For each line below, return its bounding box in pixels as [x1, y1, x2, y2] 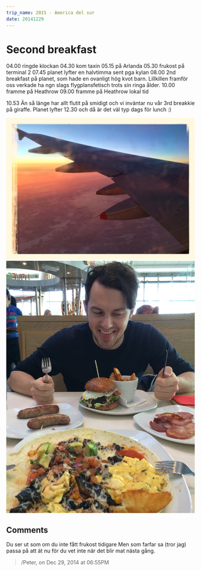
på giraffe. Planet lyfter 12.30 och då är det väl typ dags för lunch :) [6, 106, 172, 113]
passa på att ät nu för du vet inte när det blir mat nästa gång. [6, 547, 156, 555]
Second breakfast [6, 43, 97, 56]
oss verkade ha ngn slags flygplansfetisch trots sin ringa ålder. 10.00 [6, 82, 175, 89]
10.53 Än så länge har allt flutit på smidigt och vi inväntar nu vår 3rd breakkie [6, 100, 195, 107]
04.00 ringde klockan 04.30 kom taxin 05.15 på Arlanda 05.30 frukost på [6, 62, 185, 70]
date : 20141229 [6, 16, 44, 22]
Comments [6, 525, 48, 535]
